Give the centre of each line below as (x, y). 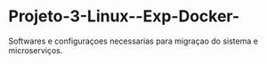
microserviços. (36, 50)
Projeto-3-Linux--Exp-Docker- (124, 16)
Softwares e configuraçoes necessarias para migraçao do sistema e (133, 41)
